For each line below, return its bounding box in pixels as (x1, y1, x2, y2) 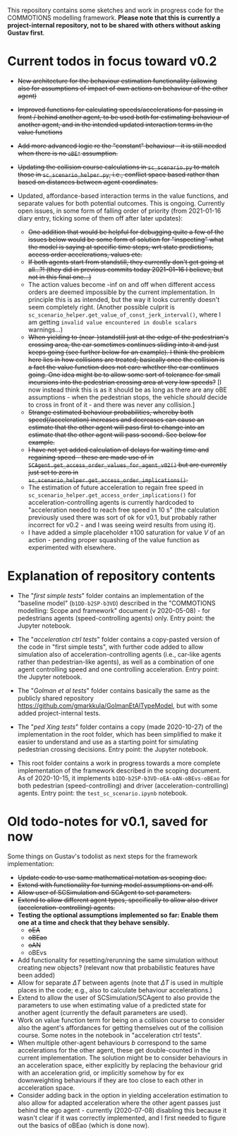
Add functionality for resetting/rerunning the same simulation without (17, 956, 219, 964)
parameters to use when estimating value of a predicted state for (17, 1000, 207, 1009)
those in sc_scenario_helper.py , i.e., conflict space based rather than (17, 170, 220, 179)
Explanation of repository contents (7, 568, 216, 584)
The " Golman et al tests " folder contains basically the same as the (17, 686, 210, 695)
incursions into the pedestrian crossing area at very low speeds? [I (28, 377, 222, 386)
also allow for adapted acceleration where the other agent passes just (17, 1099, 221, 1107)
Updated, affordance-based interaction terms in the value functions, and (17, 191, 229, 200)
